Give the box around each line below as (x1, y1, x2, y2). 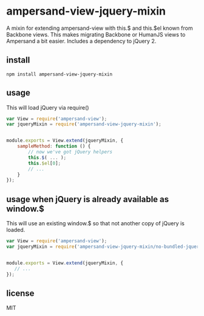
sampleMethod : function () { (17, 143, 91, 150)
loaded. (6, 226, 25, 234)
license (6, 288, 35, 298)
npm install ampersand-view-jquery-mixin (6, 71, 113, 77)
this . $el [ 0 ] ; (28, 160, 61, 166)
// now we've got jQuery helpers (28, 149, 113, 155)
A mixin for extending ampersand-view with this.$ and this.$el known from (6, 24, 193, 32)
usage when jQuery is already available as (6, 194, 169, 205)
